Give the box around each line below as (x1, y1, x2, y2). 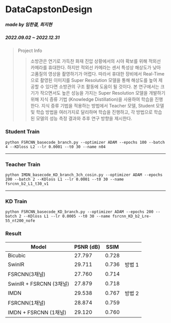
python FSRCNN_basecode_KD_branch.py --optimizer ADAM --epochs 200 (5, 209, 154, 214)
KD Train (5, 198, 27, 205)
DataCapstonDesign (5, 4, 93, 15)
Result (5, 230, 22, 237)
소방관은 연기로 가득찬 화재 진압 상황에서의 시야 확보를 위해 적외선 (30, 58, 161, 64)
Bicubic (8, 252, 26, 259)
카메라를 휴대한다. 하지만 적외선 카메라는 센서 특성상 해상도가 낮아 (30, 64, 161, 70)
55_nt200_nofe (5, 218, 36, 224)
